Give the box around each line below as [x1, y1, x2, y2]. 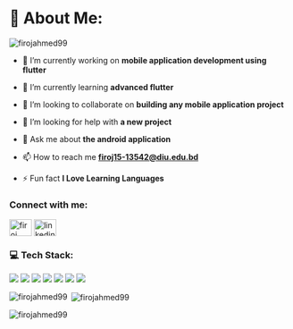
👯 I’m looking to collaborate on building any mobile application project [21, 98, 284, 110]
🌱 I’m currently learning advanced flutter [21, 81, 174, 92]
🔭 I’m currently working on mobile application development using [21, 55, 267, 65]
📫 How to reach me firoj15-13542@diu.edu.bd [21, 151, 199, 162]
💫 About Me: [9, 8, 104, 29]
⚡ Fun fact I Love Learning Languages [21, 173, 164, 183]
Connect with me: [9, 198, 88, 211]
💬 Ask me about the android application [21, 133, 172, 144]
